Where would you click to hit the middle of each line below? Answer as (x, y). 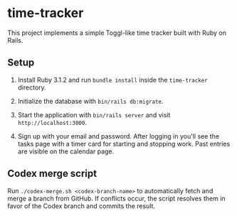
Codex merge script (52, 174)
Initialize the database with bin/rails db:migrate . (90, 101)
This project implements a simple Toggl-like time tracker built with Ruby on (117, 33)
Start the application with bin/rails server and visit (94, 114)
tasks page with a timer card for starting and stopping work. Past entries (124, 144)
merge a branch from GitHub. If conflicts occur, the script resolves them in (116, 198)
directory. (32, 87)
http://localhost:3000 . (52, 122)
